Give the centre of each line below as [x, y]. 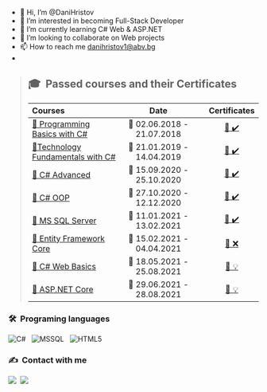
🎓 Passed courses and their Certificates [132, 84]
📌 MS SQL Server [64, 221]
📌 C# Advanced [61, 174]
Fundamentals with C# [74, 157]
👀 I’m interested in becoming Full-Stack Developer [102, 21]
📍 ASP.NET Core [62, 289]
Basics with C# [60, 134]
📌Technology [56, 147]
